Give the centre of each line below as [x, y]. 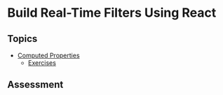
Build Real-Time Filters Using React [112, 13]
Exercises [42, 63]
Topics [22, 39]
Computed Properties [48, 55]
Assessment [35, 85]
